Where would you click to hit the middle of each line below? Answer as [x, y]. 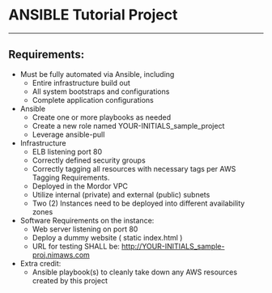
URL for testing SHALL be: [76, 246]
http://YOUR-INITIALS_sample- [173, 246]
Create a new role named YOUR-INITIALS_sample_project [128, 125]
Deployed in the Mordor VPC [80, 186]
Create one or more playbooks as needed [102, 117]
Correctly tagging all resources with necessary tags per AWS [134, 168]
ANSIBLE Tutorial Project [93, 15]
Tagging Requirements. [71, 177]
